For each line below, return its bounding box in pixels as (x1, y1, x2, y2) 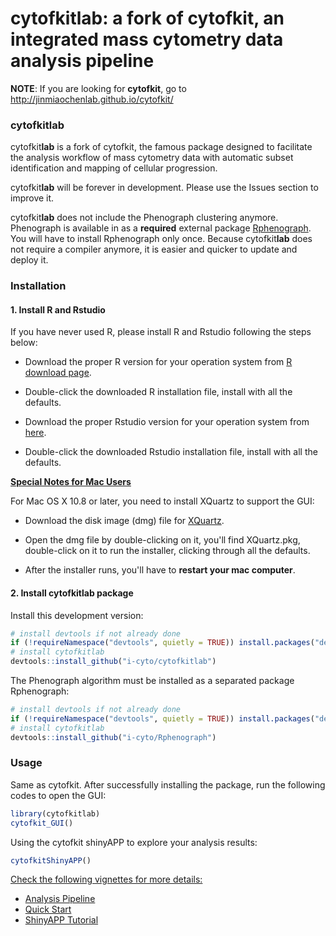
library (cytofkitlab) (10, 808, 101, 819)
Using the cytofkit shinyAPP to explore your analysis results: (10, 836, 258, 848)
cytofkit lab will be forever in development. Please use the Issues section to (10, 182, 319, 194)
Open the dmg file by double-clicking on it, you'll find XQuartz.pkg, (24, 534, 301, 546)
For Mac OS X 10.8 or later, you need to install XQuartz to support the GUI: (10, 495, 315, 507)
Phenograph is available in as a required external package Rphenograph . (10, 222, 312, 234)
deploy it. (10, 254, 49, 266)
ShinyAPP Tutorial (24, 914, 99, 926)
